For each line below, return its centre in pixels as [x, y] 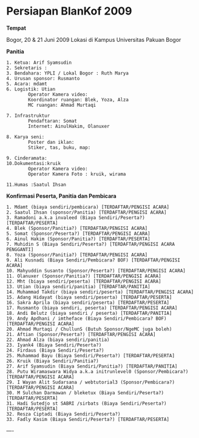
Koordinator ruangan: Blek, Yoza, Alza [79, 99]
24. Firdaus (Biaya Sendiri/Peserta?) [55, 350]
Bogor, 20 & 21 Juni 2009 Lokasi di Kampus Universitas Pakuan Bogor [94, 39]
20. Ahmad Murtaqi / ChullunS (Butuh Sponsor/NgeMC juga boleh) [89, 329]
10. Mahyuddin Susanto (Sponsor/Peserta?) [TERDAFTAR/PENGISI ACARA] [96, 271]
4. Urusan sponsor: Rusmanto [43, 78]
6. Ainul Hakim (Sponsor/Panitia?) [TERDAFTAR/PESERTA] [78, 239]
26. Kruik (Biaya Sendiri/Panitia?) [52, 361]
